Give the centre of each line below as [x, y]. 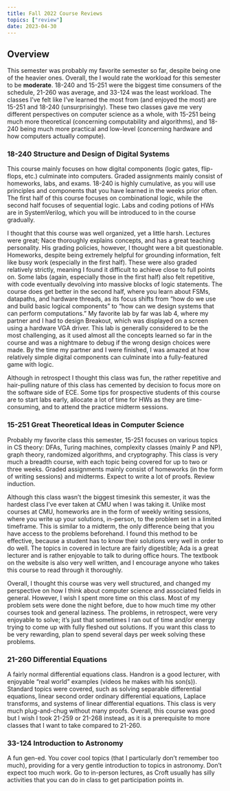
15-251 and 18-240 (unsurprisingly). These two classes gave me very [105, 107]
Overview [28, 54]
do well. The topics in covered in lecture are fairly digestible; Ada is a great [113, 548]
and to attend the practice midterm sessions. [105, 407]
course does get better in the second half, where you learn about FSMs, [109, 292]
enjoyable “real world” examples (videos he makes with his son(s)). [102, 682]
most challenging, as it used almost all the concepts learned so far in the [110, 335]
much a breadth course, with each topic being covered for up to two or [107, 461]
